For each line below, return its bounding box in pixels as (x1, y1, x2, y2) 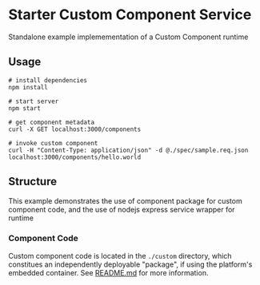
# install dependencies (8, 76, 88, 85)
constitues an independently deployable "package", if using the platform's (8, 259, 253, 269)
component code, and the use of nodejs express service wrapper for (8, 204, 235, 214)
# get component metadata (8, 118, 94, 126)
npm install (8, 83, 48, 91)
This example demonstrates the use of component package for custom (8, 196, 242, 205)
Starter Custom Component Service (8, 6, 252, 24)
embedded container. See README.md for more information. (8, 267, 209, 277)
